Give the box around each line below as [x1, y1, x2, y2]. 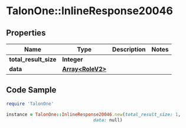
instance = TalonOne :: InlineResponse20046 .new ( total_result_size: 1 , [6, 111, 181, 117]
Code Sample [6, 85, 57, 95]
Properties [6, 28, 46, 38]
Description [112, 46, 146, 53]
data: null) [93, 117, 123, 123]
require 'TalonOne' [6, 101, 54, 107]
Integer [61, 55, 83, 63]
